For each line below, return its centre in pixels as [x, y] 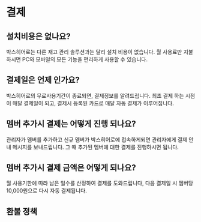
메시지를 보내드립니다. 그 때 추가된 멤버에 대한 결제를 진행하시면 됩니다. [95, 147]
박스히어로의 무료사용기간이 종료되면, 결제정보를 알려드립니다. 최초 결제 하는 [95, 95]
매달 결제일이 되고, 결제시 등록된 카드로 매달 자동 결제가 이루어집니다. [93, 103]
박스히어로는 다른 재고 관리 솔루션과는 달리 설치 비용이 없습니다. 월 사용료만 [94, 52]
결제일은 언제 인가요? [43, 80]
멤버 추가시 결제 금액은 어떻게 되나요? [71, 168]
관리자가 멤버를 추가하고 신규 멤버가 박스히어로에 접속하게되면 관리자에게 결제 [97, 139]
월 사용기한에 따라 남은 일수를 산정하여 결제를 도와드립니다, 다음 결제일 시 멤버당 [100, 183]
